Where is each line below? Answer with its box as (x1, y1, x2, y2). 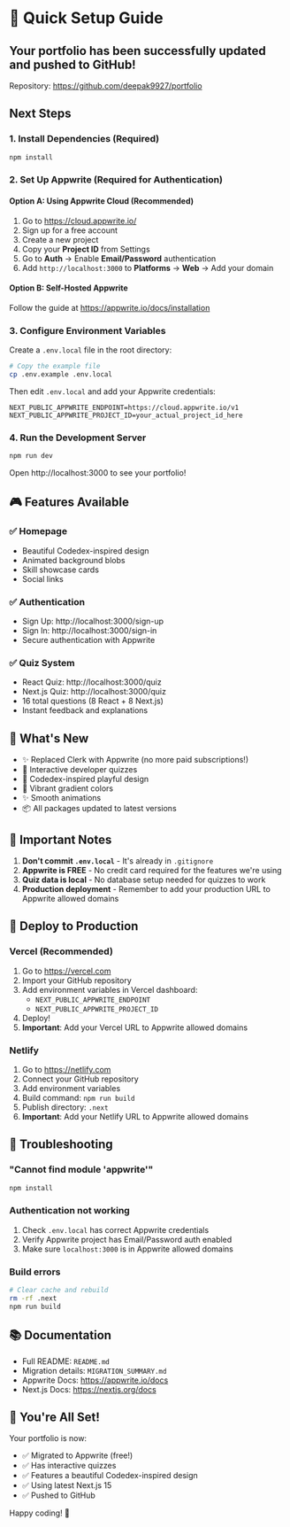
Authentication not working (9, 1205, 130, 1217)
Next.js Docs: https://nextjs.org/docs (21, 1384, 156, 1394)
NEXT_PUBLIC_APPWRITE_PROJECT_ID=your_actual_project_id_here (9, 411, 243, 420)
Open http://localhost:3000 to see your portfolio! (9, 468, 187, 478)
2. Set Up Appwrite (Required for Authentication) (9, 174, 224, 186)
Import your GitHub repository (21, 974, 133, 986)
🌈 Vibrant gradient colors (21, 783, 113, 794)
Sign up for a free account (21, 225, 118, 236)
